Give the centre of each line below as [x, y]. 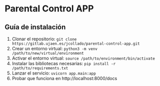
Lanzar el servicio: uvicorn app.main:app [54, 73]
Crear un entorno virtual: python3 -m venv [55, 48]
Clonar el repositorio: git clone [44, 39]
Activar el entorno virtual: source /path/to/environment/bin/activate [83, 58]
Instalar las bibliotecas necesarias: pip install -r [64, 63]
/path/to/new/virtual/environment [48, 53]
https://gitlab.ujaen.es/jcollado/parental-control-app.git [76, 44]
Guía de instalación [35, 27]
